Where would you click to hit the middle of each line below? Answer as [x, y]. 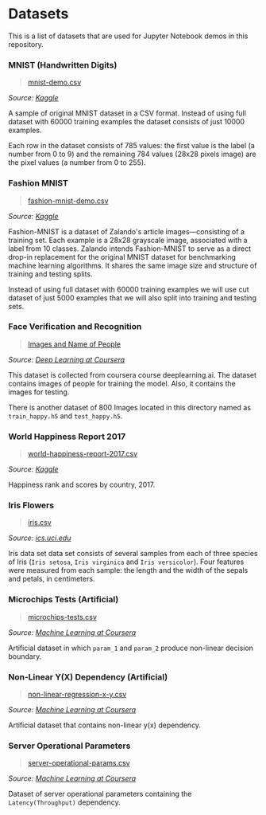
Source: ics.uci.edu [40, 538]
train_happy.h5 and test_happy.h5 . [66, 416]
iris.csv [39, 523]
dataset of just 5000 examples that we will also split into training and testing [132, 298]
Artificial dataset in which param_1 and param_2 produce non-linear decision [131, 648]
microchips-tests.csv [62, 617]
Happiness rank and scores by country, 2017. [82, 485]
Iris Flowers [31, 505]
